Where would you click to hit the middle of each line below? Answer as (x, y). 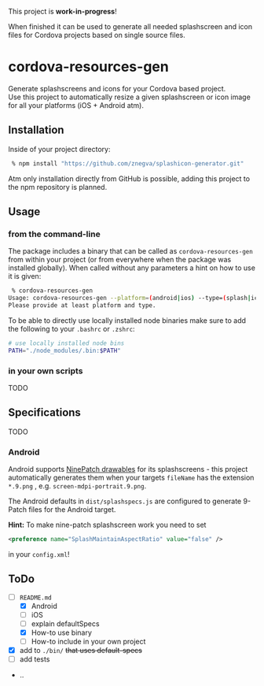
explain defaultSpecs (65, 623)
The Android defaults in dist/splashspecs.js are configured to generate (125, 501)
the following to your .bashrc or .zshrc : (71, 328)
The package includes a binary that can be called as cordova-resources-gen (130, 251)
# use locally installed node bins (66, 343)
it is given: (25, 276)
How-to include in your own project (88, 641)
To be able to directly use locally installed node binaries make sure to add (127, 320)
